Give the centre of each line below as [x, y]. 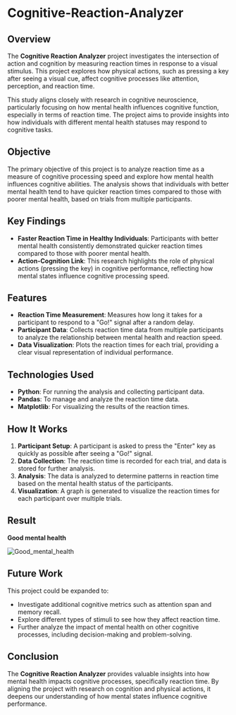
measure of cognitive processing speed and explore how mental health [110, 176]
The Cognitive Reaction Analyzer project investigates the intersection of [113, 56]
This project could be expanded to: [58, 591]
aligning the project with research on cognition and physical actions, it [109, 689]
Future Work [35, 574]
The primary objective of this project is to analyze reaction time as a [106, 169]
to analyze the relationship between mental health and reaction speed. [120, 338]
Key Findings [37, 221]
